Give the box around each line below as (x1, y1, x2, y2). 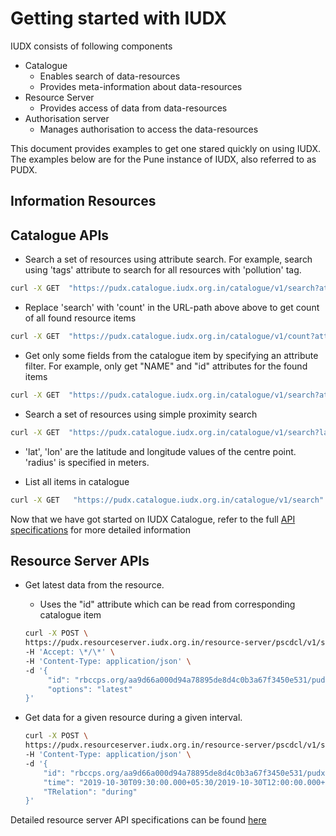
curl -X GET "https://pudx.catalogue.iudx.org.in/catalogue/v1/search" (10, 495, 325, 505)
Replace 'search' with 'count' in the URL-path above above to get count (24, 302, 320, 314)
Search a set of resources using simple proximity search (24, 408, 258, 420)
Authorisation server (24, 112, 110, 124)
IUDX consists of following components (10, 40, 173, 52)
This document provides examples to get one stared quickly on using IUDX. (10, 142, 322, 154)
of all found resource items (24, 312, 137, 324)
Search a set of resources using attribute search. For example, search (24, 253, 313, 266)
